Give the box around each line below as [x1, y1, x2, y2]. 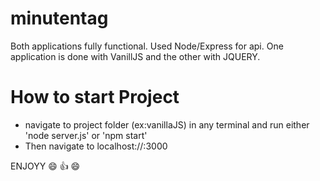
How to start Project [10, 86, 180, 109]
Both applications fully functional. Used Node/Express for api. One [10, 40, 284, 52]
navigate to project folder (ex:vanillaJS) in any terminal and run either [24, 118, 310, 131]
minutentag [10, 7, 109, 30]
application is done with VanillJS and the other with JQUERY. [10, 50, 261, 62]
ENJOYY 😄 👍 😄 [10, 160, 81, 172]
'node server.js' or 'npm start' [24, 129, 148, 141]
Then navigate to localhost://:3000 [24, 140, 168, 152]
